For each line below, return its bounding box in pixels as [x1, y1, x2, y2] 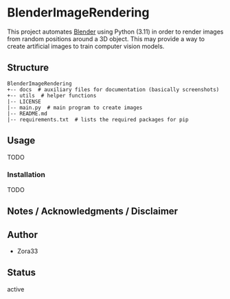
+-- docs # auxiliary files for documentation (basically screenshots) [7, 86, 220, 93]
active [7, 285, 25, 293]
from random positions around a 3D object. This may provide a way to [7, 34, 205, 43]
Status [7, 267, 36, 278]
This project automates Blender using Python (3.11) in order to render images [7, 27, 224, 36]
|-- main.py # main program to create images [7, 104, 143, 111]
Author [7, 228, 38, 241]
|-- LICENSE [7, 98, 41, 105]
